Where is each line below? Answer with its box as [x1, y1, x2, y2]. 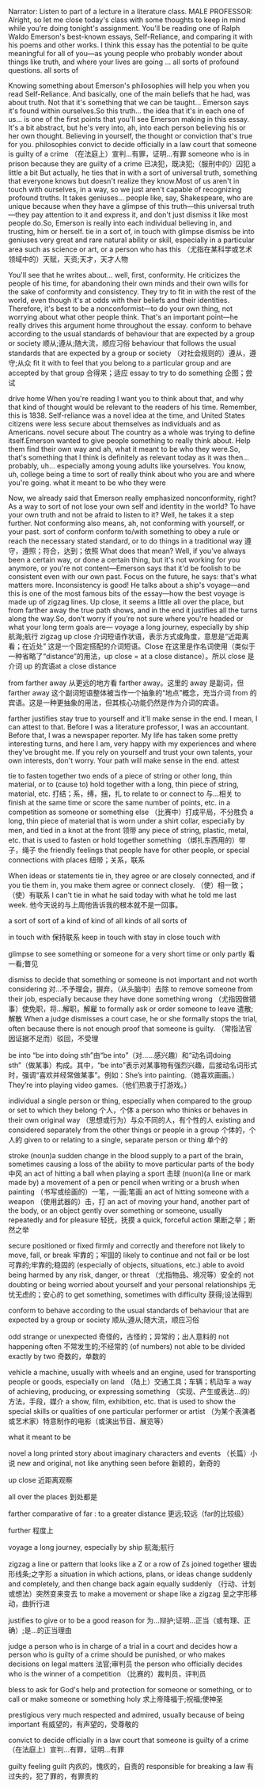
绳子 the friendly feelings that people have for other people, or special [21, 846, 250, 854]
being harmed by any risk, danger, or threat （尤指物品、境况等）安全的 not [8, 1270, 255, 1279]
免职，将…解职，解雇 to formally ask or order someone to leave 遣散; [28, 1004, 254, 1013]
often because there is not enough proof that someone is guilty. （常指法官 [8, 1024, 252, 1033]
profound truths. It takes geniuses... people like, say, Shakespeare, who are [8, 193, 253, 203]
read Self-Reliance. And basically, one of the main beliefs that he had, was [8, 89, 251, 98]
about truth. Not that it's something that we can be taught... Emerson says [8, 98, 249, 107]
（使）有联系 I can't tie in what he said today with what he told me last [8, 890, 237, 900]
